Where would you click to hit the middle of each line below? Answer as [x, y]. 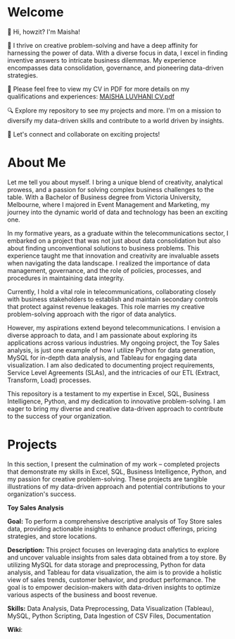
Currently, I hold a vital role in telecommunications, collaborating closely [112, 291]
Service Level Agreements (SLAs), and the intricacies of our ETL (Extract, [114, 372]
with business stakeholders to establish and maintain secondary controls [113, 299]
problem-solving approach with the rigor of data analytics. [92, 314]
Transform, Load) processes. [49, 380]
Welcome [36, 12]
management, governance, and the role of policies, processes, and [104, 270]
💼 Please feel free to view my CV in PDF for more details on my [99, 89]
